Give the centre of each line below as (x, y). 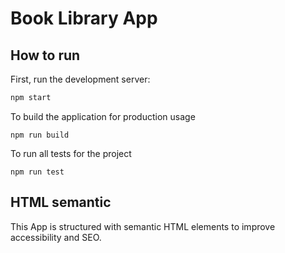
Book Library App (84, 18)
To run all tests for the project (71, 153)
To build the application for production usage (103, 116)
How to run (45, 55)
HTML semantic (61, 202)
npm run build (40, 135)
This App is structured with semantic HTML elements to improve (143, 226)
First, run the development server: (80, 79)
